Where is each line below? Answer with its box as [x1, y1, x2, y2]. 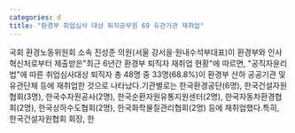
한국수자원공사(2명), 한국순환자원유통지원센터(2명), [45, 90, 223, 102]
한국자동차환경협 [224, 90, 283, 102]
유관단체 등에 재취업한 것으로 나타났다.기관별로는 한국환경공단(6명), [9, 80, 243, 90]
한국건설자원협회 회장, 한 [9, 113, 95, 124]
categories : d [9, 12, 62, 22]
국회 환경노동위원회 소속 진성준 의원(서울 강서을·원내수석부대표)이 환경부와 [9, 46, 266, 58]
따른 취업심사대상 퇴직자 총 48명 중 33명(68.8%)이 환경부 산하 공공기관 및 [29, 68, 286, 80]
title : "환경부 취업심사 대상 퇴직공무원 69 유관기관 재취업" [9, 21, 205, 30]
